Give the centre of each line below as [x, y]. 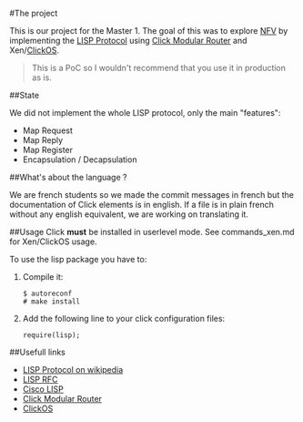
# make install [51, 302]
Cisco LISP [43, 389]
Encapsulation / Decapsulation [80, 160]
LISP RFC [40, 379]
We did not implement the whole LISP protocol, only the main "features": [145, 113]
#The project [34, 13]
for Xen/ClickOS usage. [53, 242]
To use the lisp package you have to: [78, 259]
